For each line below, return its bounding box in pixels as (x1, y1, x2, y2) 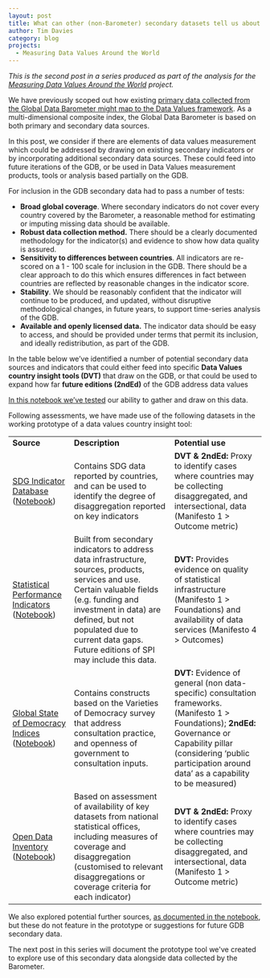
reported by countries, (73, 471, 158, 481)
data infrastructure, (73, 554, 147, 565)
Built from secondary (73, 534, 153, 545)
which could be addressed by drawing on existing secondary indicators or (8, 145, 254, 154)
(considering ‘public (174, 748, 251, 759)
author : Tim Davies (8, 27, 74, 35)
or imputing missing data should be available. (19, 219, 170, 228)
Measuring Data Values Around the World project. (8, 80, 174, 89)
